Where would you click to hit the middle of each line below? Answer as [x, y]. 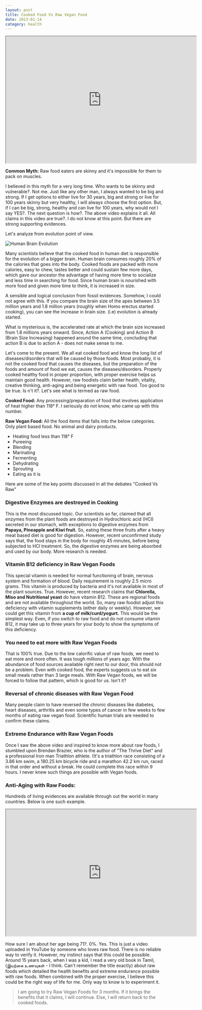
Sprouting [23, 469]
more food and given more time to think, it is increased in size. [70, 286]
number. [14, 411]
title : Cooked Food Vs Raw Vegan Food [46, 15]
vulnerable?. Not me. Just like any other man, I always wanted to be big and [84, 192]
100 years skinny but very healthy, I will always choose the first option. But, [84, 202]
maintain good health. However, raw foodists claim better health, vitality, [81, 380]
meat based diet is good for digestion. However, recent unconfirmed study [83, 535]
